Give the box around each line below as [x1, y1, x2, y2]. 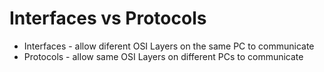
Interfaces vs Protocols [9, 7, 207, 30]
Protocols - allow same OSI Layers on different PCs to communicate [23, 50, 304, 62]
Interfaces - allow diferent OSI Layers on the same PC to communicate [23, 40, 315, 52]
